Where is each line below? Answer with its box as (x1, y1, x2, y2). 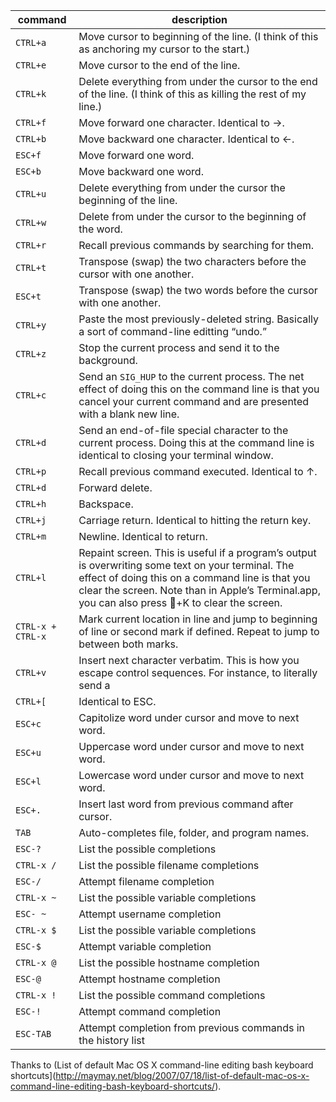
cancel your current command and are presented (78, 395, 310, 408)
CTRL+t (15, 262, 47, 273)
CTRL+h (15, 499, 47, 509)
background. (78, 354, 138, 367)
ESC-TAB (15, 1029, 52, 1039)
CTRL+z (15, 349, 47, 359)
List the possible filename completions (78, 859, 260, 872)
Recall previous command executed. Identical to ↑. (78, 465, 318, 478)
